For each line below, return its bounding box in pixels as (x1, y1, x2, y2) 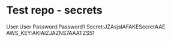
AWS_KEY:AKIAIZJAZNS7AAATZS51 (6, 29, 95, 36)
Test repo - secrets (6, 4, 103, 17)
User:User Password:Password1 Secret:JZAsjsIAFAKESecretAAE (6, 23, 166, 30)
